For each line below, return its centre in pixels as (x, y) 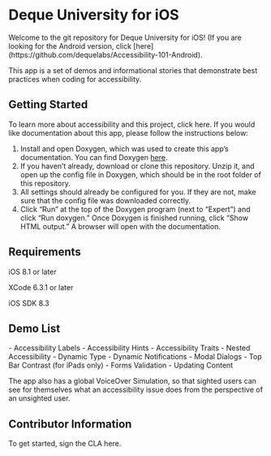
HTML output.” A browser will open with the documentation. (120, 226)
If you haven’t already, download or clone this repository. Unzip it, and (137, 166)
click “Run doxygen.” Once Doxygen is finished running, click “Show (134, 218)
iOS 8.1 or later (32, 271)
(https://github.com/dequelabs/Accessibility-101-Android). (105, 54)
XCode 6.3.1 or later (41, 287)
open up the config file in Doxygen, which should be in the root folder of (140, 174)
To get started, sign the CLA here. (65, 444)
